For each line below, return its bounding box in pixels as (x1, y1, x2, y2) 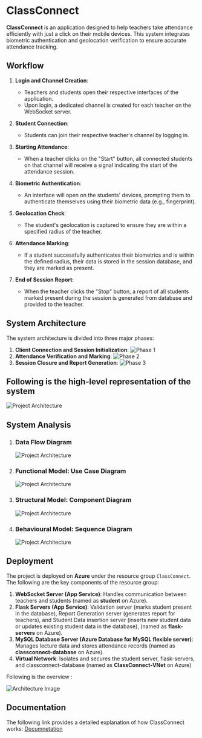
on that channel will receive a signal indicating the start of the (24, 161, 178, 169)
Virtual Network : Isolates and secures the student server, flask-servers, (15, 655, 195, 662)
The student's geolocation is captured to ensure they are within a (24, 221, 187, 228)
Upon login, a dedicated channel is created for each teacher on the (24, 101, 192, 109)
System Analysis (6, 419, 71, 430)
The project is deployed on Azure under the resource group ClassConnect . (6, 572, 191, 580)
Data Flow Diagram (15, 438, 73, 446)
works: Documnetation (6, 725, 63, 732)
